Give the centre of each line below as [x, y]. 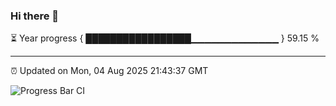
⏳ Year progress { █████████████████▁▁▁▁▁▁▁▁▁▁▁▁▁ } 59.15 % [165, 38]
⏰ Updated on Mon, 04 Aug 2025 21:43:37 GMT [109, 71]
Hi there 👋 [35, 16]
